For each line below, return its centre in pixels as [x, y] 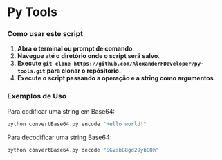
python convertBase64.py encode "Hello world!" [77, 124]
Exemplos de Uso [37, 96]
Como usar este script [45, 34]
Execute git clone [44, 64]
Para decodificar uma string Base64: [59, 137]
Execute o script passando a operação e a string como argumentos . [116, 78]
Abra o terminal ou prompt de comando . [76, 48]
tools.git [31, 71]
